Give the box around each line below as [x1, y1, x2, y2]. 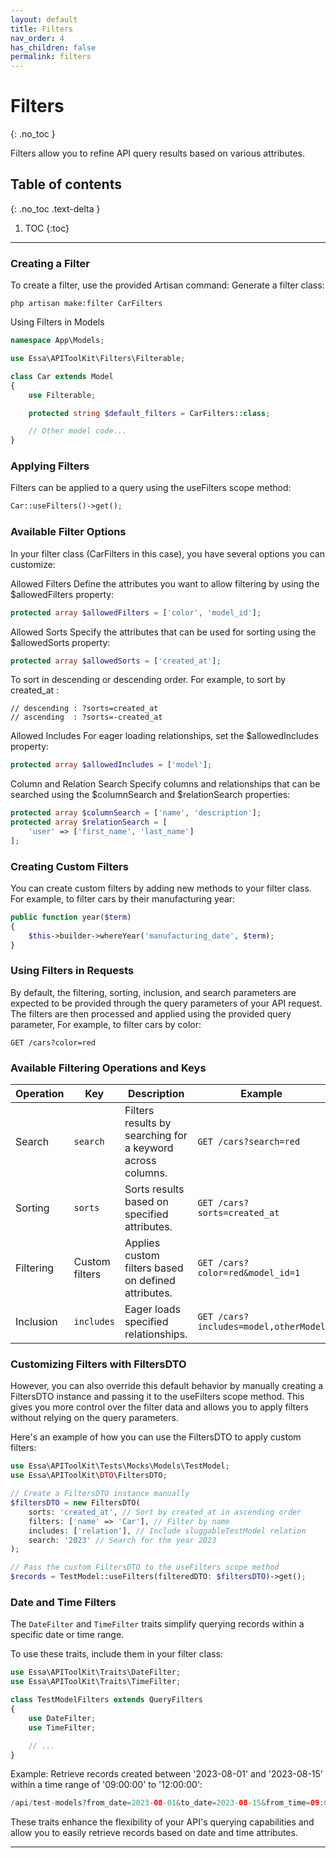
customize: [10, 558, 56, 570]
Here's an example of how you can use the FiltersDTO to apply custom [10, 1431, 302, 1443]
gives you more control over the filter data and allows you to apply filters [10, 1401, 309, 1413]
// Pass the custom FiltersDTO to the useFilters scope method [10, 1562, 280, 1573]
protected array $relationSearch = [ [10, 817, 168, 828]
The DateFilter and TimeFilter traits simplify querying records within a [10, 1618, 305, 1630]
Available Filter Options [10, 525, 127, 539]
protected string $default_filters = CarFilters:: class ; [28, 408, 271, 418]
